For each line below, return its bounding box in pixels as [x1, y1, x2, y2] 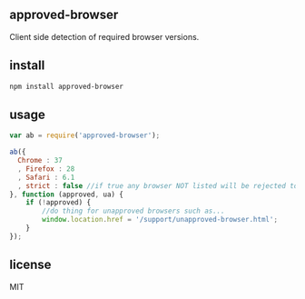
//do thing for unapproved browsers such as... [42, 206, 225, 216]
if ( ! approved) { [25, 198, 92, 207]
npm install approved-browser [9, 82, 124, 91]
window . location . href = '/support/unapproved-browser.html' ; [42, 215, 279, 224]
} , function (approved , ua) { [9, 190, 124, 199]
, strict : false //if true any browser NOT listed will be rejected [17, 181, 286, 190]
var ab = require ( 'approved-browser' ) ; [9, 131, 161, 140]
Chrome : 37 [17, 156, 64, 165]
